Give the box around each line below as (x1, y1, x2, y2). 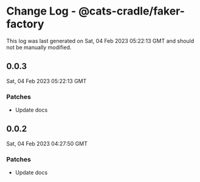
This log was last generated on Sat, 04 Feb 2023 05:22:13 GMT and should (6, 37, 195, 44)
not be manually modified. (6, 44, 72, 51)
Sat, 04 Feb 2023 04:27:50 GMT (6, 140, 88, 147)
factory (6, 17, 44, 31)
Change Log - (6, 4, 77, 18)
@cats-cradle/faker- (78, 4, 185, 18)
